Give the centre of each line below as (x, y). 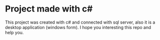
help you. (14, 32)
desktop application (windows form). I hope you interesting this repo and (78, 27)
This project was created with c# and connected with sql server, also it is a (80, 22)
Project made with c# (49, 9)
